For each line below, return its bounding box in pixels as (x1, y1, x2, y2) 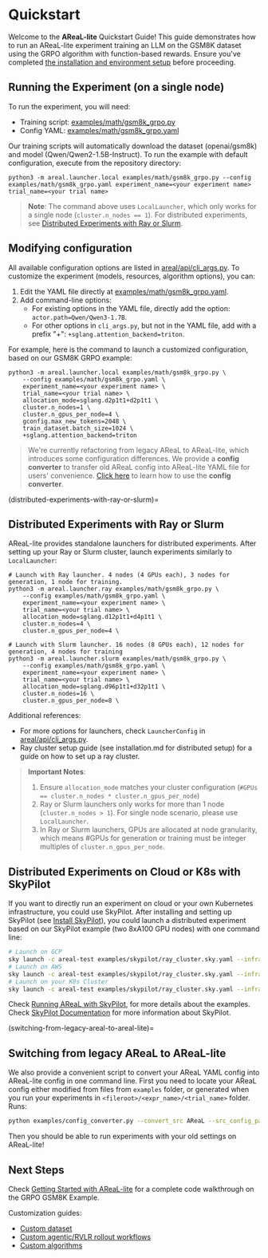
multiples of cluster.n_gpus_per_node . (39, 842, 165, 851)
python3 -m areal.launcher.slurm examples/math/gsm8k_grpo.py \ (8, 655, 227, 663)
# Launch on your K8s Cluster (8, 977, 109, 986)
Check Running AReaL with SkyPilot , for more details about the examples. (8, 1000, 250, 1009)
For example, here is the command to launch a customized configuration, (8, 345, 249, 354)
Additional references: (8, 711, 81, 720)
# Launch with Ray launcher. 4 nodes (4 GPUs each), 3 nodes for (8, 571, 230, 579)
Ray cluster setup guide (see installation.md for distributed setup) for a (19, 743, 253, 753)
